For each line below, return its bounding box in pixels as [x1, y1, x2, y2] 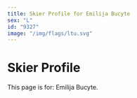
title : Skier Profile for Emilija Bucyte [7, 10, 131, 17]
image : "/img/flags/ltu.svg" [7, 29, 93, 37]
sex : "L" [7, 17, 33, 24]
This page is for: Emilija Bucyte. [7, 83, 98, 92]
